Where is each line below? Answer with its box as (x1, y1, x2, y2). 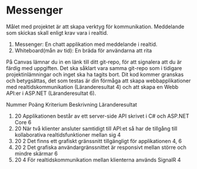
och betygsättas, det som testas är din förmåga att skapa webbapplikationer (6, 77, 191, 84)
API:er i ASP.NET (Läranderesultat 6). (6, 90, 96, 97)
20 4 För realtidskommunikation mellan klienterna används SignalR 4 (14, 156, 181, 163)
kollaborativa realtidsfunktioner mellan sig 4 (14, 131, 121, 138)
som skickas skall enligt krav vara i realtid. (6, 29, 109, 36)
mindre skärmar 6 (14, 150, 58, 157)
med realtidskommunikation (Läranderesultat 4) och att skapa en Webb (6, 83, 179, 90)
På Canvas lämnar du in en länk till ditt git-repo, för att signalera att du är (6, 58, 182, 65)
